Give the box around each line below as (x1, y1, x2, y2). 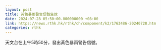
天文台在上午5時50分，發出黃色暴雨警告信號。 (5, 40, 100, 46)
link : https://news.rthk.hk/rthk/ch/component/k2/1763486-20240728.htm (5, 21, 156, 26)
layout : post (5, 7, 32, 12)
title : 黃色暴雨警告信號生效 (5, 12, 58, 17)
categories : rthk (5, 25, 41, 30)
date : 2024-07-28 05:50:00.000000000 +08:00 (5, 16, 99, 21)
